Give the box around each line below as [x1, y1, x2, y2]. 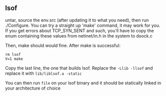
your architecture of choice [5, 85, 61, 91]
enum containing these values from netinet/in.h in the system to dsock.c [5, 33, 153, 39]
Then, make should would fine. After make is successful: [5, 42, 121, 48]
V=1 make [5, 56, 23, 61]
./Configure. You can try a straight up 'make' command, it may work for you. [5, 22, 161, 28]
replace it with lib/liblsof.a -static [5, 70, 82, 76]
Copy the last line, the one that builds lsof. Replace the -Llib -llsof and [5, 65, 153, 71]
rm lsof [5, 52, 21, 57]
